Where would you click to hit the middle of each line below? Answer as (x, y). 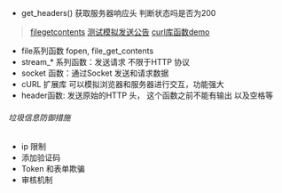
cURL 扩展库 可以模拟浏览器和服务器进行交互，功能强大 (123, 84)
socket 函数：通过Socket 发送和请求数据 (95, 73)
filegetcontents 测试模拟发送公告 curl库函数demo (120, 32)
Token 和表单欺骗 (53, 169)
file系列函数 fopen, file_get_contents (87, 51)
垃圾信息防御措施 (39, 117)
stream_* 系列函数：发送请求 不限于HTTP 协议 (105, 62)
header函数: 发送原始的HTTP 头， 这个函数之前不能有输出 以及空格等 (147, 95)
